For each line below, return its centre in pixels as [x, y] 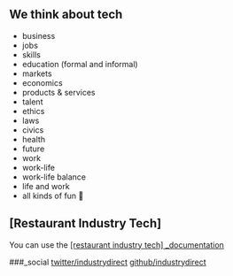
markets [37, 73]
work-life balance [54, 177]
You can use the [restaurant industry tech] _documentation [116, 245]
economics [43, 82]
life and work [46, 186]
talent [32, 102]
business [39, 35]
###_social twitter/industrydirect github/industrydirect [108, 262]
